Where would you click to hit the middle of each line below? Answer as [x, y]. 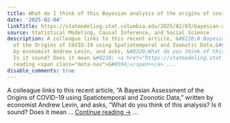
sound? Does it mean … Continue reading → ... [73, 112]
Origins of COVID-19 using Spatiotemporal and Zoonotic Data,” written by [110, 97]
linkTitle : [23, 26]
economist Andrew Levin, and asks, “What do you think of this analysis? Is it [114, 105]
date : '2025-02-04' [35, 20]
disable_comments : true [41, 70]
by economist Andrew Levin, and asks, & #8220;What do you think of [112, 52]
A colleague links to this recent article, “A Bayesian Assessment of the [106, 90]
